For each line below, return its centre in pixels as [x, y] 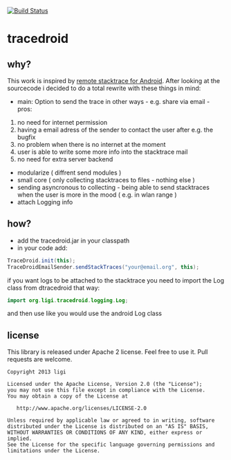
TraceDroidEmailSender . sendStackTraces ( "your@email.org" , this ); [103, 267]
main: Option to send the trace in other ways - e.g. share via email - [113, 101]
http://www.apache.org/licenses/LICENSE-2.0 [82, 409]
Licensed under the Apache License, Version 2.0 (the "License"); [105, 384]
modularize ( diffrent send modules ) [69, 172]
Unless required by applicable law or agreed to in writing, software [111, 421]
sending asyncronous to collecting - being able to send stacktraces [113, 187]
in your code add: [42, 248]
